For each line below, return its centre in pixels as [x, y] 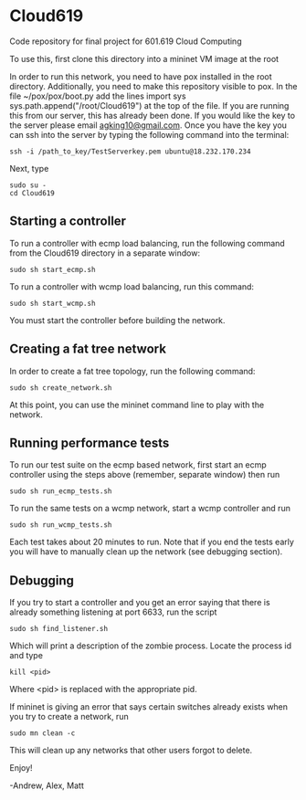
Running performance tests [90, 442]
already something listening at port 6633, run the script [113, 612]
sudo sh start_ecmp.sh [53, 269]
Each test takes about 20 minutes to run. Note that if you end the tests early [152, 542]
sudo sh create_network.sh [61, 388]
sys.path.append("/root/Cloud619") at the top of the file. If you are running [149, 105]
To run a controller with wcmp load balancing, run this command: [132, 286]
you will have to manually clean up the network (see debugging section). [146, 552]
